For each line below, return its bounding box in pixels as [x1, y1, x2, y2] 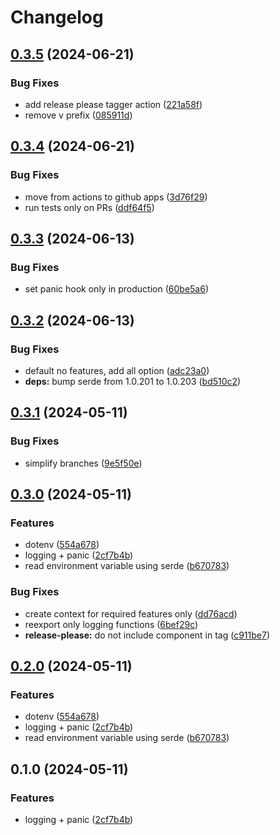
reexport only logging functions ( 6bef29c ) [24, 618, 199, 630]
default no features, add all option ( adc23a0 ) [24, 364, 210, 376]
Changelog [10, 6, 104, 29]
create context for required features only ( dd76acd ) [24, 607, 238, 620]
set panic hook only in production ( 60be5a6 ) [24, 283, 210, 295]
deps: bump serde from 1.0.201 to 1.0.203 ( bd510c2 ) [24, 375, 242, 387]
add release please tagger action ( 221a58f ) [24, 98, 203, 110]
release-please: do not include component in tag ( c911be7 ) [24, 629, 271, 641]
